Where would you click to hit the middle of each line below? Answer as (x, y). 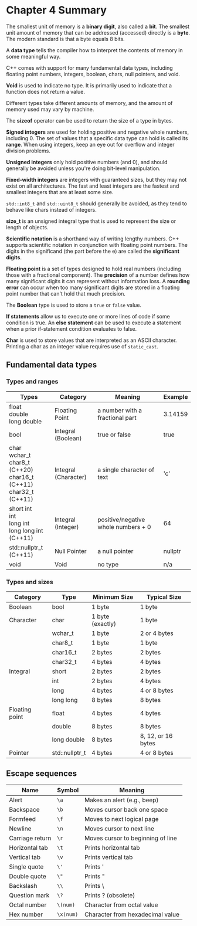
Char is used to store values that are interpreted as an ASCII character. (91, 340)
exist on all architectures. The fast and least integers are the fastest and (93, 186)
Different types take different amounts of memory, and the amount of (89, 103)
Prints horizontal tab (112, 847)
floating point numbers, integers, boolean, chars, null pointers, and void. (93, 74)
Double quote (28, 876)
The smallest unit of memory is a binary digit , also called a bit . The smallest (98, 26)
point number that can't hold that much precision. (66, 293)
